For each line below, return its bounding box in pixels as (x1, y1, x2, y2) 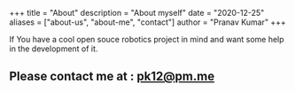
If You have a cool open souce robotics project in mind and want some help (9, 34, 285, 44)
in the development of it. (9, 43, 98, 54)
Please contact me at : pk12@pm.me (9, 69, 215, 84)
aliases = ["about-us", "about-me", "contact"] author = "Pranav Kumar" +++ (9, 17, 286, 27)
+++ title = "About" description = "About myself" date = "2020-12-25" (9, 8, 265, 18)
